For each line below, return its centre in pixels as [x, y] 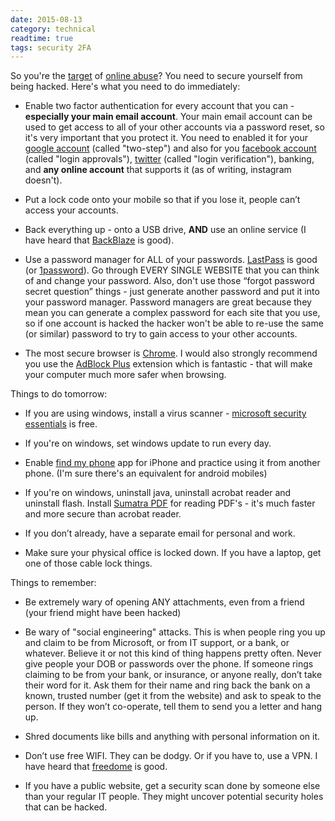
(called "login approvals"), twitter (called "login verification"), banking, [169, 159]
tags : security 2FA [51, 47]
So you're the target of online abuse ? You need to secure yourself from [156, 76]
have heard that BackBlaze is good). [99, 240]
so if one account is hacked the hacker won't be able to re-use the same [174, 323]
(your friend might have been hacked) [103, 613]
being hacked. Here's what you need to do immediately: [125, 87]
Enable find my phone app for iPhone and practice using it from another [172, 463]
